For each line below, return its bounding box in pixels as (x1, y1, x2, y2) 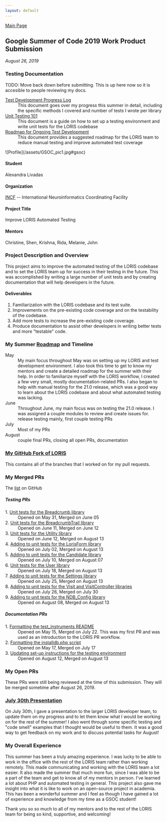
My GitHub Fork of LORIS (5, 450, 66, 457)
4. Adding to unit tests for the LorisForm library (5, 541, 102, 547)
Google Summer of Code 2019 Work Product (5, 37, 146, 46)
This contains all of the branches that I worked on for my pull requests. (5, 461, 151, 467)
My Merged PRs (5, 473, 45, 480)
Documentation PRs (5, 611, 47, 617)
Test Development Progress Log (5, 97, 71, 103)
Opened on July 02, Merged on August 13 (17, 546, 104, 552)
